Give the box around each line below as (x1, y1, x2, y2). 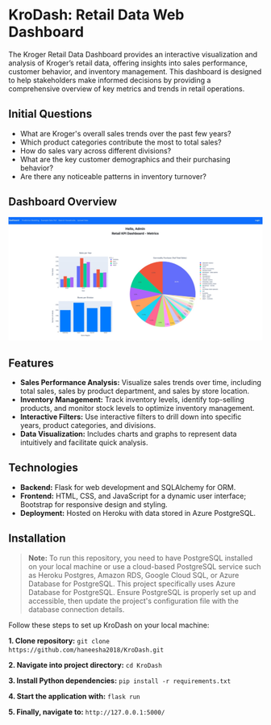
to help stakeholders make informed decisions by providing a (8, 75, 211, 85)
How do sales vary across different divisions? (19, 145, 172, 155)
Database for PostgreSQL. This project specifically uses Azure (27, 579, 236, 589)
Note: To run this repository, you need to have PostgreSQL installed (27, 553, 253, 563)
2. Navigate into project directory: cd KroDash (8, 660, 163, 669)
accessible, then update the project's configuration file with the (27, 596, 240, 606)
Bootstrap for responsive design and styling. (19, 499, 168, 509)
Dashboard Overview (8, 195, 118, 209)
